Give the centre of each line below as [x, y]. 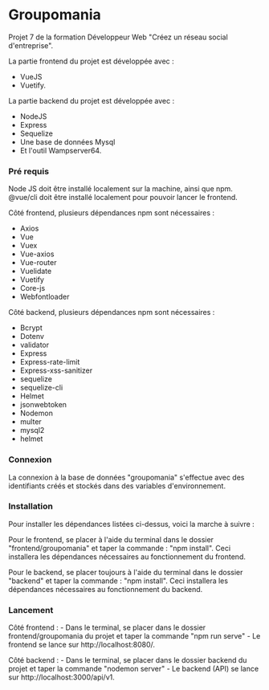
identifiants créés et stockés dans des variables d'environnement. [117, 486]
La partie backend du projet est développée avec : [92, 100]
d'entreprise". [31, 45]
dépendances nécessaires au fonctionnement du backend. [106, 589]
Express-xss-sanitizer [56, 370]
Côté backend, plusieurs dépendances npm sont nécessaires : [112, 312]
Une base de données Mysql [67, 141]
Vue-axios [37, 254]
